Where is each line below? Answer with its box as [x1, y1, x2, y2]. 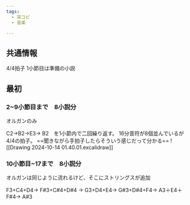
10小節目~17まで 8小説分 [6, 160, 81, 168]
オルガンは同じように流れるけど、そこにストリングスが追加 [6, 174, 150, 181]
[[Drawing [6, 144, 31, 151]
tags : [6, 8, 19, 15]
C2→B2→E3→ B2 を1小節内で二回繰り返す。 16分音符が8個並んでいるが [6, 130, 184, 137]
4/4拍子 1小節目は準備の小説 [6, 65, 76, 72]
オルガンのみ [6, 117, 37, 124]
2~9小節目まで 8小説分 [6, 102, 77, 111]
